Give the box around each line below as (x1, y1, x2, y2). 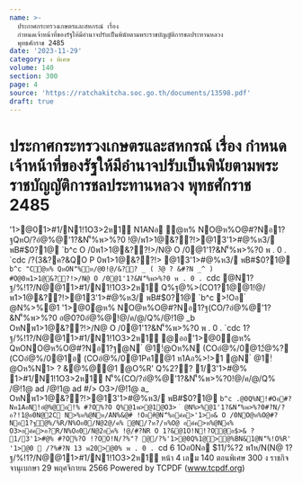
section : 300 (9, 72, 58, 81)
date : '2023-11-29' (9, 47, 83, 56)
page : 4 (9, 80, 39, 89)
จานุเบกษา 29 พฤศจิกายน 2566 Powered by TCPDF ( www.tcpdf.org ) (9, 462, 245, 473)
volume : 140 (9, 64, 54, 73)
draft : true (9, 96, 54, 106)
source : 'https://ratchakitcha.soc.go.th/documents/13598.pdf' (9, 88, 252, 97)
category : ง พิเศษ (9, 55, 71, 64)
